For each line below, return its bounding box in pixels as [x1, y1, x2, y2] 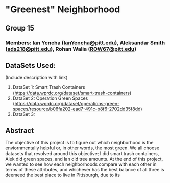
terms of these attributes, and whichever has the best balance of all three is [5, 167, 164, 173]
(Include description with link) [5, 75, 68, 81]
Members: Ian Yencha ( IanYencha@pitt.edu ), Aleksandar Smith [5, 39, 165, 46]
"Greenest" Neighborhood [5, 4, 120, 15]
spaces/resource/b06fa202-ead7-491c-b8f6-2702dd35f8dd [12, 106, 141, 112]
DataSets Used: [5, 61, 56, 70]
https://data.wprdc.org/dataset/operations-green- [14, 101, 120, 107]
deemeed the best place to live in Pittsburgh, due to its [5, 172, 120, 178]
